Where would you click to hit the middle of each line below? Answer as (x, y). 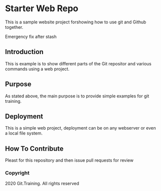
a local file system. (24, 133)
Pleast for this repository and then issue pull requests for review (69, 160)
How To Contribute (34, 148)
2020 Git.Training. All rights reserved (42, 184)
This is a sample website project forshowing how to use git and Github (76, 22)
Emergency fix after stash (31, 37)
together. (14, 27)
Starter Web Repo (42, 9)
